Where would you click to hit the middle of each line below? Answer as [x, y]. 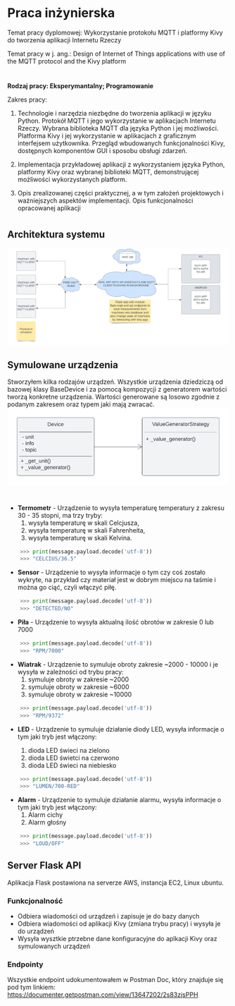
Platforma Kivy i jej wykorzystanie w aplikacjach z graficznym [107, 136]
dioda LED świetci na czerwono [74, 758]
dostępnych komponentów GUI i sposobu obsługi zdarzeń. [102, 151]
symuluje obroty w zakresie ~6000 [78, 686]
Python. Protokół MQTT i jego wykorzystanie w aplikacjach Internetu [117, 121]
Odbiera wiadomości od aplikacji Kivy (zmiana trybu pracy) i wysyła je [119, 924]
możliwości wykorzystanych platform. [72, 180]
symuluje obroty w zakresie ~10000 [80, 694]
